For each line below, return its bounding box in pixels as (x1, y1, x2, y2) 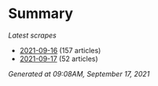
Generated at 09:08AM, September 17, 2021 (8, 69, 150, 78)
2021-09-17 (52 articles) (19, 54, 98, 63)
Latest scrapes (8, 30, 57, 40)
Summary (8, 5, 73, 23)
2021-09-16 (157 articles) (19, 45, 101, 55)
